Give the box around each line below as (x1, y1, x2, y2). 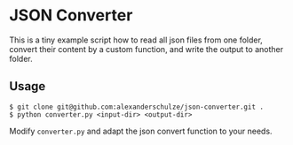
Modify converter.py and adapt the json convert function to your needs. (9, 126, 273, 136)
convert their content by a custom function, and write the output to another (9, 43, 284, 54)
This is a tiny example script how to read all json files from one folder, (9, 34, 264, 45)
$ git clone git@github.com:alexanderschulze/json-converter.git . (9, 103, 265, 111)
